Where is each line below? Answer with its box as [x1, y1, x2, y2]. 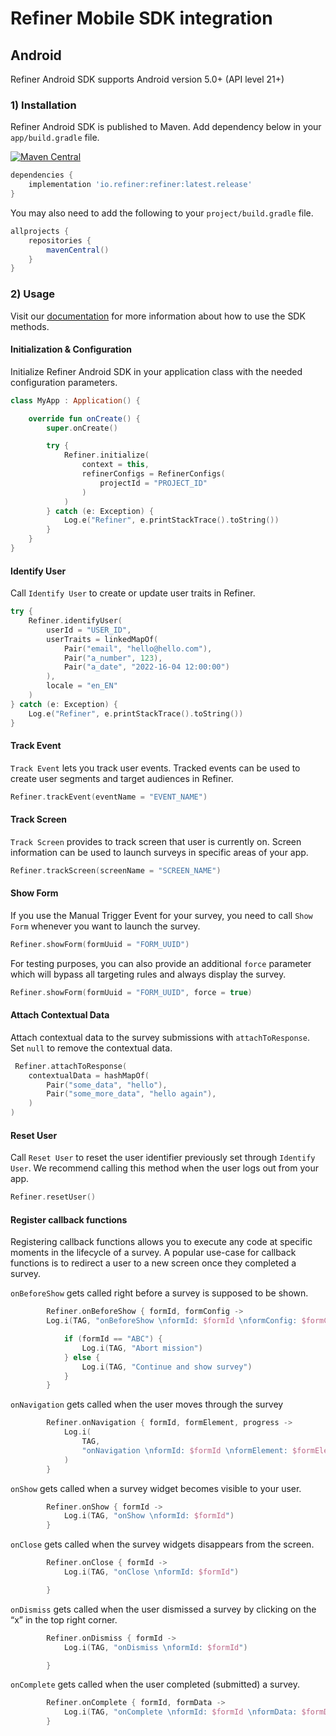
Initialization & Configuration [10, 343, 133, 356]
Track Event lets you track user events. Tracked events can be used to [10, 762, 301, 774]
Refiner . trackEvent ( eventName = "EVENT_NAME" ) [10, 792, 208, 802]
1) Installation [10, 98, 77, 112]
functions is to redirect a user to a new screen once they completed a [10, 1257, 297, 1269]
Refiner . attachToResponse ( [14, 1061, 128, 1071]
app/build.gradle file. [10, 132, 100, 144]
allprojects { [10, 226, 70, 236]
